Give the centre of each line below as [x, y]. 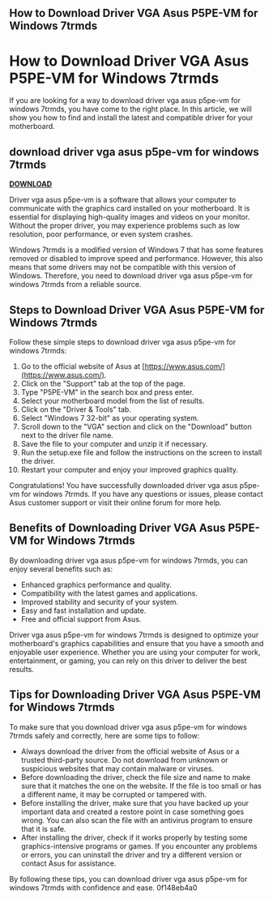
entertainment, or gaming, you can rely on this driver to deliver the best [128, 661]
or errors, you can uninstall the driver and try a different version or [131, 854]
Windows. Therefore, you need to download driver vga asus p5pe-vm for [131, 276]
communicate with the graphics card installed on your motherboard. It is [130, 208]
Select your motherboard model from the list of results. [113, 400]
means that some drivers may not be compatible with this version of [123, 268]
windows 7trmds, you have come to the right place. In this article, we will [130, 109]
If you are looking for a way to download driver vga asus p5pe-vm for [125, 101]
